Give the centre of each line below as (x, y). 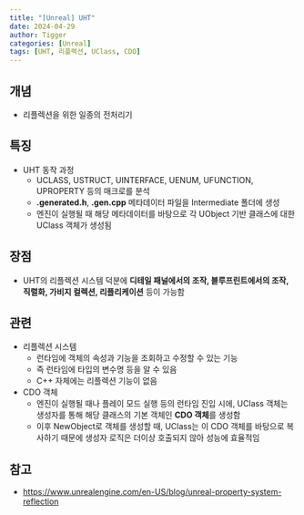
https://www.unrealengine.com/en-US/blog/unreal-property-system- (152, 492)
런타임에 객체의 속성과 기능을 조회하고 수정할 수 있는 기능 (137, 358)
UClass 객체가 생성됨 (74, 225)
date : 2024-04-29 (42, 26)
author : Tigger (38, 35)
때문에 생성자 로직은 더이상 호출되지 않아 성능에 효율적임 (160, 438)
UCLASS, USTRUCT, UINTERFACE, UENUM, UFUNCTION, (145, 180)
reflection (41, 501)
